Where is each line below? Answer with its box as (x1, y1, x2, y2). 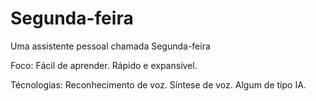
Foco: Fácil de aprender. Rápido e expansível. (10, 59, 198, 71)
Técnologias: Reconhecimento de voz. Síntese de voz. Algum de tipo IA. (10, 78, 307, 91)
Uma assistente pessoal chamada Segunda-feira (10, 40, 211, 52)
